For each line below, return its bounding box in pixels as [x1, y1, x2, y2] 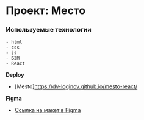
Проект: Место [5, 4, 86, 18]
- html [5, 39, 23, 46]
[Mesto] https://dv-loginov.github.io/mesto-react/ [14, 83, 138, 90]
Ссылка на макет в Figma [14, 107, 81, 114]
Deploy [5, 71, 24, 79]
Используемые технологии [5, 26, 92, 34]
